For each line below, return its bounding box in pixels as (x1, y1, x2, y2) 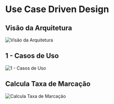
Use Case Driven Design (5, 4, 109, 15)
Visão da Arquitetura (5, 24, 72, 32)
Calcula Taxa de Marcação (5, 80, 91, 88)
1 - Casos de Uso (5, 51, 59, 60)
